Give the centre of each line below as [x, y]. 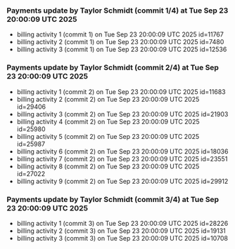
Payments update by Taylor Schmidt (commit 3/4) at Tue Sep [113, 199]
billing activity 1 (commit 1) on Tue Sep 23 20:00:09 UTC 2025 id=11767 [120, 34]
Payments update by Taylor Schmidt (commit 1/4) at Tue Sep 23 [118, 11]
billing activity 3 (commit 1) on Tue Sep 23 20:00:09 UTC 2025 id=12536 [122, 49]
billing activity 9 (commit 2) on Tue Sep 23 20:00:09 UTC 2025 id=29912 [122, 181]
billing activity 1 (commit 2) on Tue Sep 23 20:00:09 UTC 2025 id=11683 [121, 92]
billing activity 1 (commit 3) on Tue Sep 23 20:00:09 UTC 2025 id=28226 [122, 223]
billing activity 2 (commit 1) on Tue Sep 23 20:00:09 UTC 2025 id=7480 [120, 42]
